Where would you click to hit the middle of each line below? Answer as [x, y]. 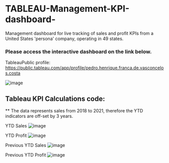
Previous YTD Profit [26, 155]
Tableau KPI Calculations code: [55, 99]
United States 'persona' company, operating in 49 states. [64, 39]
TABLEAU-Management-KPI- [67, 9]
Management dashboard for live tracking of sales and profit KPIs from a [79, 33]
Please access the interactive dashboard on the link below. [78, 52]
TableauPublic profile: [28, 63]
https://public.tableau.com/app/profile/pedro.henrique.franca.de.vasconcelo [84, 68]
